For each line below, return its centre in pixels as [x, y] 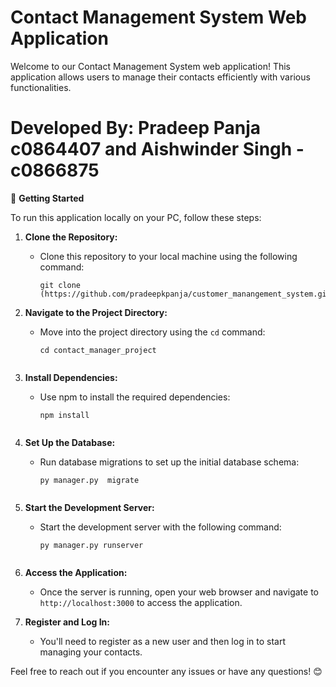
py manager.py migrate [89, 480]
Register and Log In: [67, 622]
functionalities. [41, 87]
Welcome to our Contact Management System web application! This [150, 66]
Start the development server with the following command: [160, 527]
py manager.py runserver [91, 545]
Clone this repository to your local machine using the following [168, 256]
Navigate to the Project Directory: [96, 312]
